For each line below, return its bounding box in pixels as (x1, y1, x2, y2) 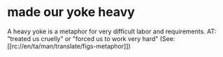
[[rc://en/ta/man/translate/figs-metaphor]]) (7, 42, 131, 50)
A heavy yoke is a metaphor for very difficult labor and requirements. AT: (7, 27, 217, 35)
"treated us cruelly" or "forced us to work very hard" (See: (7, 34, 175, 42)
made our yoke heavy (7, 4, 135, 20)
